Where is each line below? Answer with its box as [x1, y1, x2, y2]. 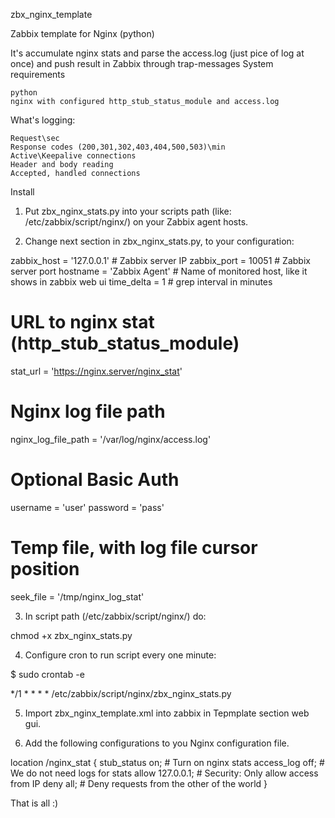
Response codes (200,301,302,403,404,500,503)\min [10, 142, 226, 152]
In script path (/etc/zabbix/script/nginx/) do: [24, 610, 207, 622]
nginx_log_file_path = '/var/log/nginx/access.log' [10, 433, 212, 445]
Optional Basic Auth [10, 469, 180, 491]
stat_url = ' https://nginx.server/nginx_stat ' [10, 365, 183, 377]
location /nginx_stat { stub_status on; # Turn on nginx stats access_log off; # [10, 756, 325, 768]
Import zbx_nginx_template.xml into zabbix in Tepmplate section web [24, 707, 310, 719]
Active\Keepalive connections [10, 151, 137, 161]
